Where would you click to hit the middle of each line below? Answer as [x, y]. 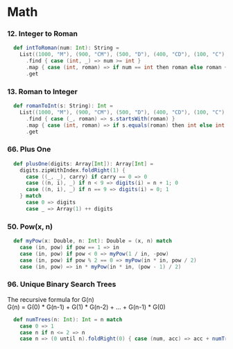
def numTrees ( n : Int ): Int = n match [68, 319]
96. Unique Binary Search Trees [62, 285]
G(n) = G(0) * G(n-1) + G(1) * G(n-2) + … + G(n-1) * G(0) [87, 307]
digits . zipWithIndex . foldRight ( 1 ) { [73, 170]
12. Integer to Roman [43, 34]
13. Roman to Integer [43, 91]
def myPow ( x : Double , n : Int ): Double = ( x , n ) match [93, 241]
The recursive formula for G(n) [51, 299]
